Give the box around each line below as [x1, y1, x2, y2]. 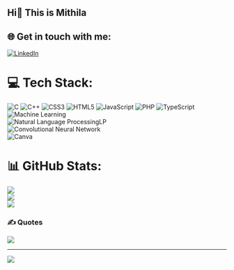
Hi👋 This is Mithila [7, 7, 87, 19]
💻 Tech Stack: [7, 75, 93, 91]
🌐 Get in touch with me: [7, 31, 111, 43]
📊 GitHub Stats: [7, 158, 102, 174]
